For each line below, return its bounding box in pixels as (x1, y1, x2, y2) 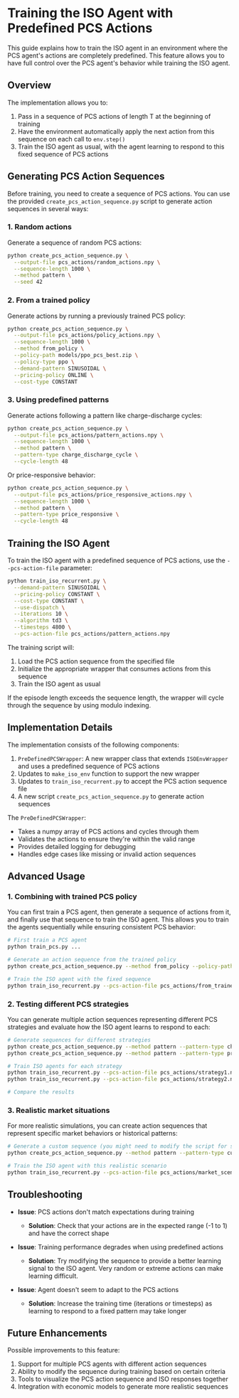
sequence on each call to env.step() (17, 134, 126, 143)
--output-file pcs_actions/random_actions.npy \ (14, 258, 161, 266)
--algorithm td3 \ (14, 617, 69, 624)
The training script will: (7, 643, 75, 651)
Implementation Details (7, 722, 113, 734)
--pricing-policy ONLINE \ (14, 371, 94, 378)
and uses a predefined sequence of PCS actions (17, 762, 160, 770)
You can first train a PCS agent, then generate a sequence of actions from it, (7, 908, 231, 917)
